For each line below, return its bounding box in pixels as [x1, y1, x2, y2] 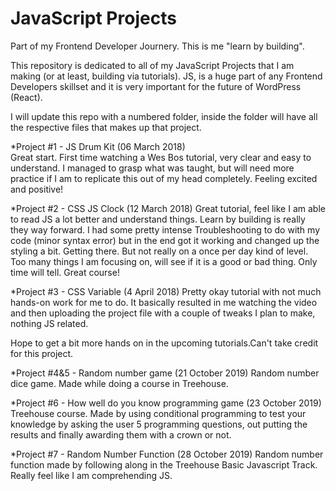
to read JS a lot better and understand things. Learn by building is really [10, 213, 306, 225]
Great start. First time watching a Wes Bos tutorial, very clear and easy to [10, 151, 312, 163]
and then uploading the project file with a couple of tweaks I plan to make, [10, 307, 316, 319]
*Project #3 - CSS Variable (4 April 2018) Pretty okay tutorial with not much [10, 285, 322, 297]
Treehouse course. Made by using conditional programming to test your [10, 407, 307, 419]
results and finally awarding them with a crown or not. [10, 428, 232, 441]
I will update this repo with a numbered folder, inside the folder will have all [10, 110, 318, 122]
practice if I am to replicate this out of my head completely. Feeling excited [10, 172, 318, 184]
